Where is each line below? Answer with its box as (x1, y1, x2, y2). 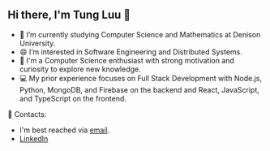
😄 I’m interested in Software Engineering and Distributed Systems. (19, 46, 242, 57)
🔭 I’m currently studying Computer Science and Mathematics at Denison (19, 29, 261, 39)
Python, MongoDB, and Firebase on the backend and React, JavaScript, (19, 84, 260, 94)
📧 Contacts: (7, 109, 47, 119)
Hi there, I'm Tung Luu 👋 (7, 8, 131, 22)
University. (19, 38, 56, 48)
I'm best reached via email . (19, 125, 110, 135)
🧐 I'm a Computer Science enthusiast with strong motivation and (19, 55, 234, 65)
